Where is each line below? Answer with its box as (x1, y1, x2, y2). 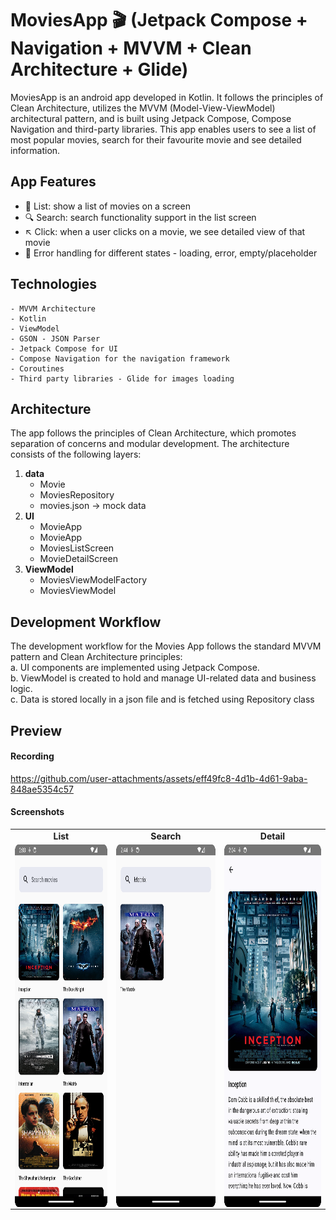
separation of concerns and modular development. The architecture (10, 438, 290, 450)
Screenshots (10, 806, 65, 818)
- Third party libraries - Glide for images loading (10, 373, 235, 384)
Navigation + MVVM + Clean (10, 37, 252, 60)
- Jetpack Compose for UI (10, 343, 118, 354)
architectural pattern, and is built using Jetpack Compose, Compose (10, 112, 292, 124)
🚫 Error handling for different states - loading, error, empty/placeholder (24, 247, 318, 259)
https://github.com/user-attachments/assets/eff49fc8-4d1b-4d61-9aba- (10, 772, 308, 784)
